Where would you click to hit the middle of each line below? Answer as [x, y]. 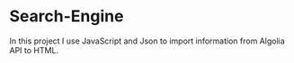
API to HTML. [34, 50]
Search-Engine [67, 16]
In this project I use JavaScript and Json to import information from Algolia [147, 41]
